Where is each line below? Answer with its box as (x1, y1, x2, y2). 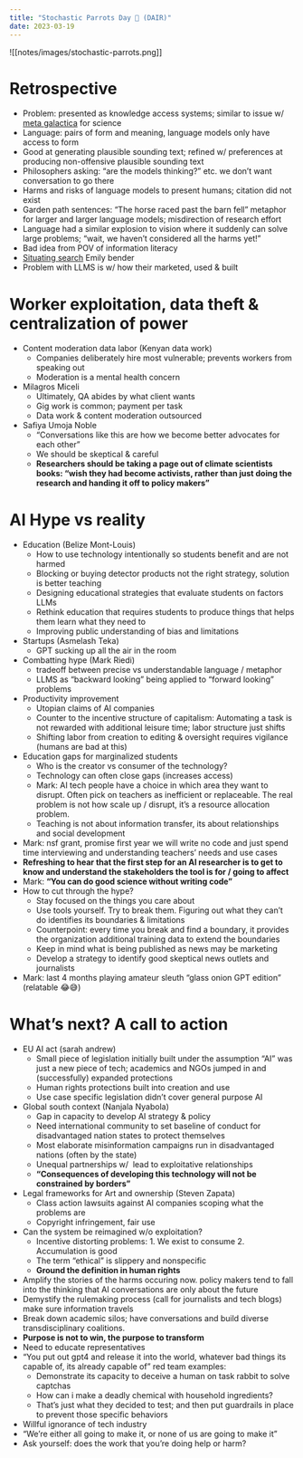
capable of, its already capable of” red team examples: (22, 1361, 227, 1372)
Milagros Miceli (22, 381, 80, 392)
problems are (35, 1207, 86, 1218)
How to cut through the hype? (22, 886, 134, 897)
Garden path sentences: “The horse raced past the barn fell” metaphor (22, 205, 287, 216)
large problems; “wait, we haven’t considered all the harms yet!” (22, 233, 261, 245)
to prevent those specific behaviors (35, 1409, 169, 1420)
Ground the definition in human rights (35, 1265, 181, 1276)
